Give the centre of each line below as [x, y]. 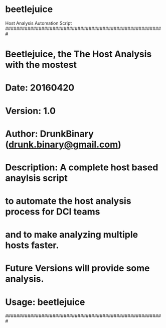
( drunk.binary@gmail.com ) [63, 144]
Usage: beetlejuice [45, 302]
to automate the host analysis [68, 201]
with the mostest [41, 65]
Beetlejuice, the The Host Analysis [78, 54]
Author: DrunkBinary [49, 134]
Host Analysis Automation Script [39, 23]
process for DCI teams [53, 212]
